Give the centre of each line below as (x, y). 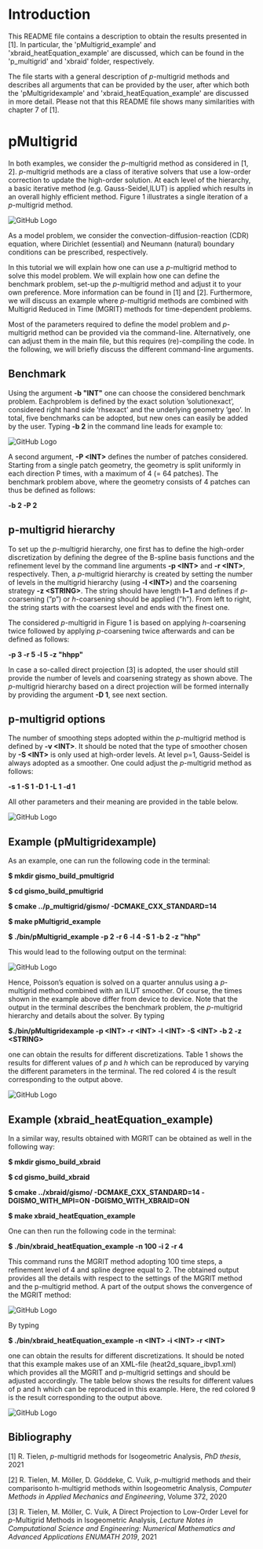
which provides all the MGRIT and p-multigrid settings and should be (119, 1372)
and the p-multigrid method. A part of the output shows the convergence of (130, 1286)
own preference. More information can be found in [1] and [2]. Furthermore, (130, 292)
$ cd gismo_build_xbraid (49, 1177)
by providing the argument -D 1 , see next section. (88, 694)
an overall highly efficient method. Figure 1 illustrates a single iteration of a (128, 196)
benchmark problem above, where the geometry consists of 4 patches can (129, 481)
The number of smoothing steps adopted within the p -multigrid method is (127, 738)
